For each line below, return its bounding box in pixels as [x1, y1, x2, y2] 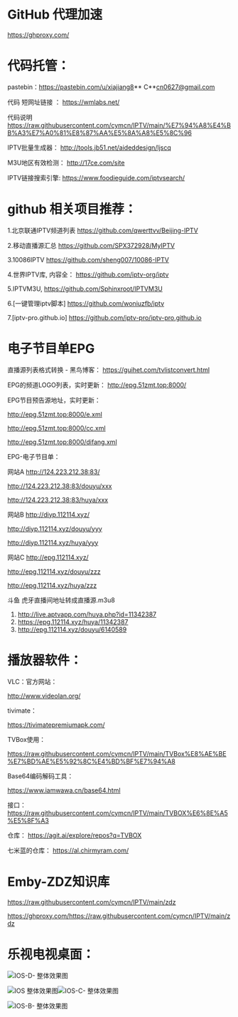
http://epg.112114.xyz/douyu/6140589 [17, 625, 127, 634]
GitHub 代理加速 [7, 6, 103, 23]
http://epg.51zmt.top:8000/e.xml [7, 410, 103, 418]
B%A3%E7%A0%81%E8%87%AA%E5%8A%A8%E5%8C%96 [7, 128, 192, 137]
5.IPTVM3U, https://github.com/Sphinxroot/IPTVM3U [7, 284, 163, 293]
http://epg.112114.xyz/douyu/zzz [7, 567, 101, 576]
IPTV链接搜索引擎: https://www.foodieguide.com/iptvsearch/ [7, 173, 185, 182]
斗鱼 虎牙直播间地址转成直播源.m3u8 [7, 596, 115, 604]
